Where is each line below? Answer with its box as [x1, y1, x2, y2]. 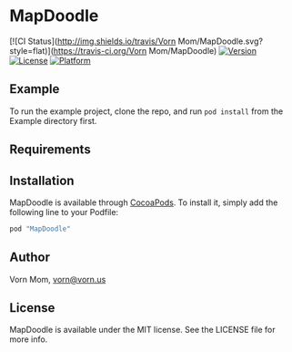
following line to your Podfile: [9, 206, 119, 217]
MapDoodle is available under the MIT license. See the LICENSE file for [9, 325, 276, 336]
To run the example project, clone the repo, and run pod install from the [9, 106, 284, 117]
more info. [9, 334, 48, 345]
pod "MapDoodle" [9, 224, 71, 233]
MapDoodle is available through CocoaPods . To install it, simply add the [9, 197, 278, 208]
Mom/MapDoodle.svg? [177, 36, 264, 47]
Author [9, 250, 50, 265]
